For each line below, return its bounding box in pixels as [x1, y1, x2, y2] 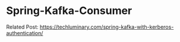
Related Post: [6, 23, 39, 30]
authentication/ [6, 29, 43, 36]
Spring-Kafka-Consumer [6, 4, 132, 17]
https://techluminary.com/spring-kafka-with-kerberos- [39, 23, 174, 30]
